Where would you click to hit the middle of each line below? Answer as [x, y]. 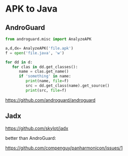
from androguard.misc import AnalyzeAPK [49, 39]
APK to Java [31, 9]
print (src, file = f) [46, 90]
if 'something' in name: [45, 76]
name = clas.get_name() [44, 71]
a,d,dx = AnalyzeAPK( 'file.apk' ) [39, 48]
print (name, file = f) [47, 81]
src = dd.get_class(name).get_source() [68, 86]
